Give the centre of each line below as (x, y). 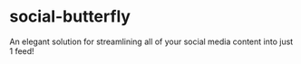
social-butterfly (70, 17)
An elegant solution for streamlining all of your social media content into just (151, 41)
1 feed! (22, 50)
